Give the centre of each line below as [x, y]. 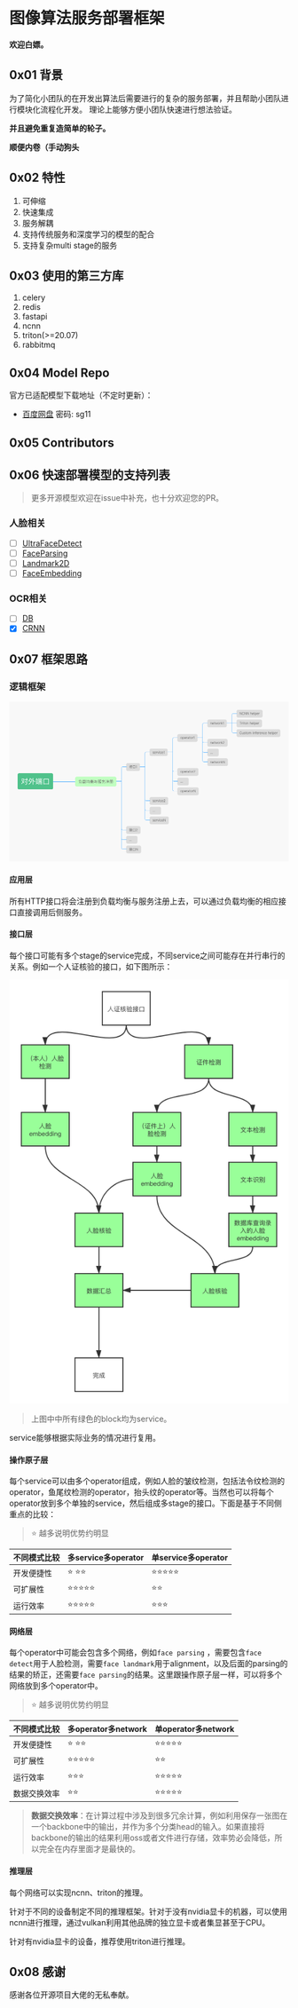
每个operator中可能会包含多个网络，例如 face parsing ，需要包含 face [135, 1653]
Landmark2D [46, 563]
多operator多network [108, 1728]
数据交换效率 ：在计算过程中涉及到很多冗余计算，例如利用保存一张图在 [159, 1815]
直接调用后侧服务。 [51, 912]
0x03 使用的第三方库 [67, 276]
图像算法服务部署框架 [87, 18]
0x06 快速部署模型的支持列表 [90, 474]
